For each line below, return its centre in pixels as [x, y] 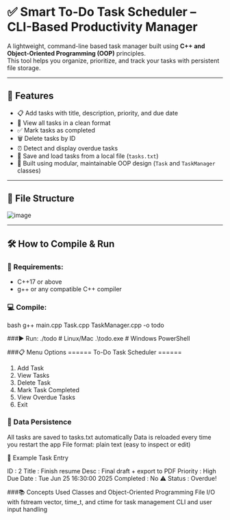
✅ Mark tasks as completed [56, 130]
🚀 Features [30, 96]
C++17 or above [40, 282]
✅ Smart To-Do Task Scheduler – [102, 12]
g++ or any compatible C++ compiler [69, 289]
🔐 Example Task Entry [38, 457]
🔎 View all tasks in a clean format [64, 123]
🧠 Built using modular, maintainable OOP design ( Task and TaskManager [116, 163]
